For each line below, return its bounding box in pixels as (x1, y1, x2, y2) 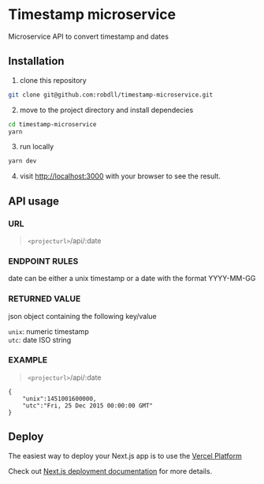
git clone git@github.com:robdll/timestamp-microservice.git (8, 91, 214, 99)
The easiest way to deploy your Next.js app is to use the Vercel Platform (8, 451, 243, 460)
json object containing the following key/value (8, 311, 157, 321)
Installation (8, 54, 65, 68)
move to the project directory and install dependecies (19, 105, 194, 114)
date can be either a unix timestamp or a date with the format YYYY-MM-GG (8, 274, 256, 283)
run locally (19, 142, 54, 152)
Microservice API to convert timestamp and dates (8, 32, 169, 41)
